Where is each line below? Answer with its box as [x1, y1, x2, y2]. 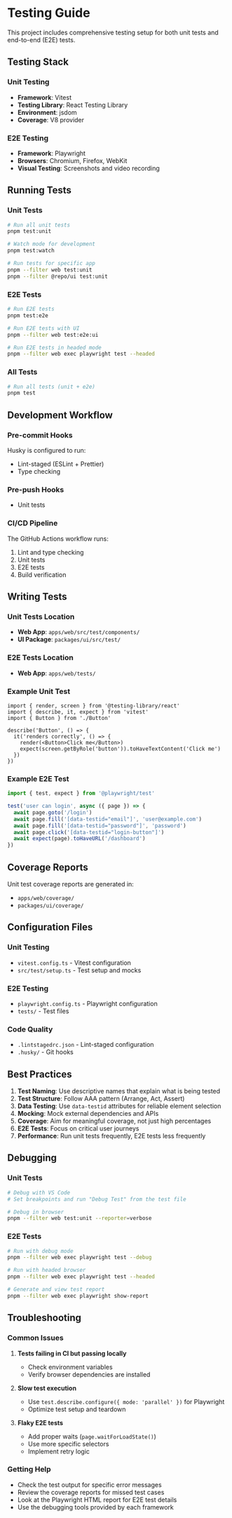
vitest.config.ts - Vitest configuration [17, 958, 132, 967]
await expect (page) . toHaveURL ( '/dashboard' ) [13, 835, 146, 842]
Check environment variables [27, 1363, 114, 1371]
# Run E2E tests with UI [7, 325, 80, 332]
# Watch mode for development [7, 240, 96, 247]
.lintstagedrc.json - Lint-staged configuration [17, 1041, 154, 1049]
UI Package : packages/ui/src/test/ [17, 635, 121, 644]
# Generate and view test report [7, 1286, 105, 1293]
